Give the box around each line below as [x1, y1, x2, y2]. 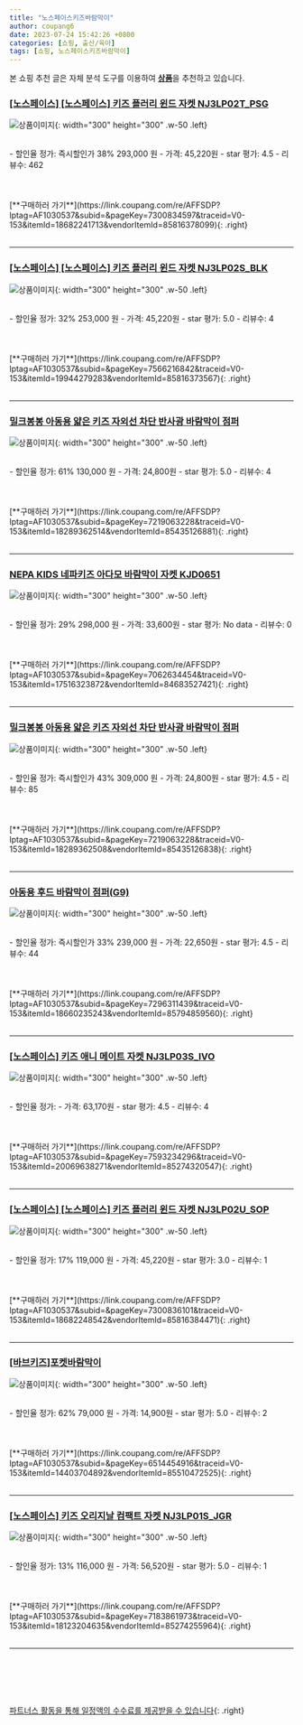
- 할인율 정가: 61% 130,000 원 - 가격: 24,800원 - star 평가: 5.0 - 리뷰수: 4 [9, 466, 271, 477]
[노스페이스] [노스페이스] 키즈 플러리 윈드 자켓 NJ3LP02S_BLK [9, 262, 269, 275]
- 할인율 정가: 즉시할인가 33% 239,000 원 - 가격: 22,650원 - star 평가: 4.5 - [9, 937, 280, 947]
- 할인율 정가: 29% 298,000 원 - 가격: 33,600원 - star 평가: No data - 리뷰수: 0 [9, 620, 292, 630]
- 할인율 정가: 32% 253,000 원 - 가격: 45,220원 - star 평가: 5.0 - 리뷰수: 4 [9, 312, 275, 323]
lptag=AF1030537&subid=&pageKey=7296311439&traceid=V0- [9, 998, 243, 1009]
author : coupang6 [9, 22, 75, 31]
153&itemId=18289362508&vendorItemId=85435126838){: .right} [9, 844, 252, 854]
